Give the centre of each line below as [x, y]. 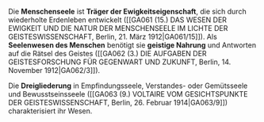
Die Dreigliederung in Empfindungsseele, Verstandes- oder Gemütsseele [128, 86]
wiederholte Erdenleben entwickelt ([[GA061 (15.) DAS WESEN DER [118, 20]
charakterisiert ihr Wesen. [50, 111]
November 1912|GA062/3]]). [54, 70]
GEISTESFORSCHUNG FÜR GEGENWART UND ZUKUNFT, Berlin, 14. [120, 62]
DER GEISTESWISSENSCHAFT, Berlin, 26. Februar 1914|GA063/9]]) [118, 103]
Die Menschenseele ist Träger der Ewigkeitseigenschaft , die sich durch [128, 11]
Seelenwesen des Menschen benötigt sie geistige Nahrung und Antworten [132, 45]
